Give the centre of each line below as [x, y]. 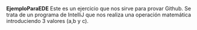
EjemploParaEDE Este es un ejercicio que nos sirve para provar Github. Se [99, 9]
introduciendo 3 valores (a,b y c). [48, 21]
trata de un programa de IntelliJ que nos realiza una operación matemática [99, 15]
